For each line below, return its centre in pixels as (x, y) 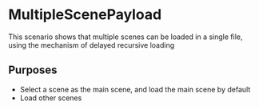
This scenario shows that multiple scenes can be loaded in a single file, (126, 37)
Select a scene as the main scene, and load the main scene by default (135, 89)
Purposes (33, 70)
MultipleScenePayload (85, 15)
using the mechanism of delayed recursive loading (92, 45)
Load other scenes (51, 98)
